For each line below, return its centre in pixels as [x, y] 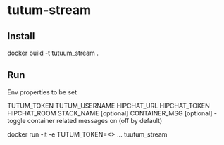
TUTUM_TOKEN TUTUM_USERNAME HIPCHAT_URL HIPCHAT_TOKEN [108, 106]
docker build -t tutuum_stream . [53, 53]
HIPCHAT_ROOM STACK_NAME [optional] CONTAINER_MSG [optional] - [112, 113]
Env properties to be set [42, 92]
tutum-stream [49, 10]
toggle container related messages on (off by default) [85, 120]
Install [21, 36]
